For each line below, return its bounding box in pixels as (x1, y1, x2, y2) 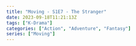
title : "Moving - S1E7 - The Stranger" (6, 8, 107, 15)
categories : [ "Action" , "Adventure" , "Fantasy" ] (6, 25, 131, 32)
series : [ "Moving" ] (6, 31, 56, 37)
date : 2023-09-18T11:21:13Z (6, 14, 77, 20)
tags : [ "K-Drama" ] (6, 20, 53, 26)
